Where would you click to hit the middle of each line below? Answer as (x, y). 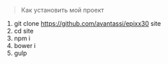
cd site (23, 31)
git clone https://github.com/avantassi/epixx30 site (87, 23)
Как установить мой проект (62, 10)
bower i (25, 46)
